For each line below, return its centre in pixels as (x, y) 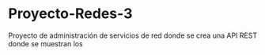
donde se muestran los (45, 43)
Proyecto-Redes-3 (70, 14)
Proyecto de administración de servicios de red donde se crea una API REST (133, 35)
